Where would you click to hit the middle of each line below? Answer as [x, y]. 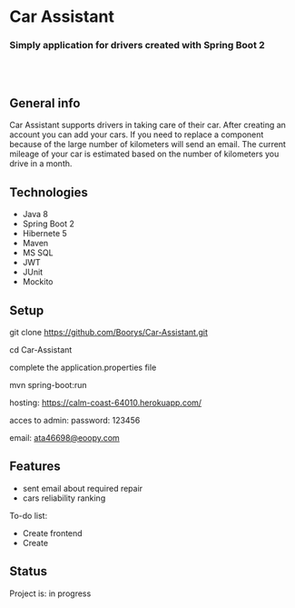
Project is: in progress [50, 593]
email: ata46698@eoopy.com [64, 437]
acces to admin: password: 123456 [75, 420]
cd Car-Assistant [41, 349]
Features [35, 467]
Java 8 [35, 214]
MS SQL [38, 253]
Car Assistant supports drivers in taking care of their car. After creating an [147, 125]
